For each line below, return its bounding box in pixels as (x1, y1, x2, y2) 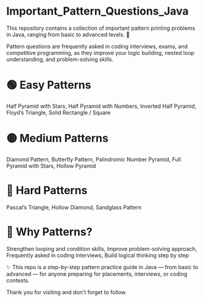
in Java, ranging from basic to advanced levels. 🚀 (6, 30, 130, 38)
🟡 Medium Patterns (6, 132, 108, 146)
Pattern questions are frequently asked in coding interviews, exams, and (6, 43, 188, 50)
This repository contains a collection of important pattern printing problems (6, 24, 195, 32)
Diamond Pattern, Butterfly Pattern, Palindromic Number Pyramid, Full (6, 155, 181, 163)
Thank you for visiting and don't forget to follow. (6, 288, 127, 296)
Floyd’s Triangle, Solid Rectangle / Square (6, 108, 111, 116)
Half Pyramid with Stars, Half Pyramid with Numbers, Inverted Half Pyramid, (6, 102, 197, 110)
